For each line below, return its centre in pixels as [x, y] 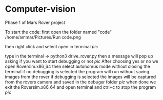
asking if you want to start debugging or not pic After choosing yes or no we [82, 61]
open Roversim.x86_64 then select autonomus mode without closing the [78, 66]
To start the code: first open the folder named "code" [59, 32]
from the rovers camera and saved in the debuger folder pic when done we [81, 82]
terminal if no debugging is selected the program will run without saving [77, 71]
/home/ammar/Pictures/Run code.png [43, 37]
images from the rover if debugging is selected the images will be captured [81, 77]
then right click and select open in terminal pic [52, 46]
